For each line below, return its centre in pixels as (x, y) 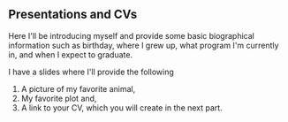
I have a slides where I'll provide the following (91, 72)
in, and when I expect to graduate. (71, 54)
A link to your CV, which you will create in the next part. (121, 107)
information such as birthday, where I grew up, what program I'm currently (144, 45)
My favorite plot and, (59, 98)
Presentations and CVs (73, 15)
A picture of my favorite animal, (78, 88)
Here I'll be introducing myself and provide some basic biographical (132, 35)
